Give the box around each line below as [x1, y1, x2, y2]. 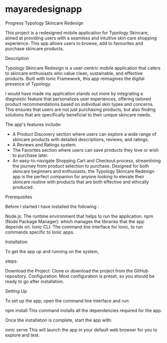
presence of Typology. [5, 81, 51, 87]
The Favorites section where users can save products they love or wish [12, 147, 159, 153]
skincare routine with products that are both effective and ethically [12, 179, 150, 185]
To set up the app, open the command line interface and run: [5, 298, 130, 304]
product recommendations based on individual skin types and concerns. [5, 101, 154, 107]
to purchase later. [12, 152, 49, 158]
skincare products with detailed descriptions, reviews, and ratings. [12, 136, 150, 142]
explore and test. [5, 332, 40, 338]
